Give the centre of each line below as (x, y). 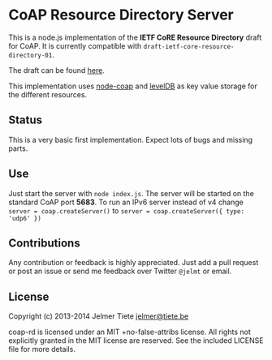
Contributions (44, 243)
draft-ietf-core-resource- (189, 46)
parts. (18, 148)
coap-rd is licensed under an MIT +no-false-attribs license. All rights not (130, 332)
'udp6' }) (25, 218)
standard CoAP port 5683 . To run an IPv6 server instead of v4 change (126, 202)
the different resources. (48, 94)
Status (26, 120)
